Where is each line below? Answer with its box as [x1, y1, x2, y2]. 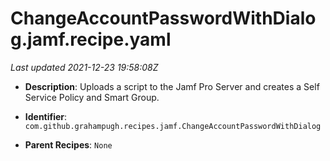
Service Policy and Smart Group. [24, 91, 160, 103]
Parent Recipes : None [24, 138, 113, 151]
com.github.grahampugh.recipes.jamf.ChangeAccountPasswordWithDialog [24, 121, 322, 131]
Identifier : [24, 110, 68, 122]
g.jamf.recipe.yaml [10, 28, 172, 51]
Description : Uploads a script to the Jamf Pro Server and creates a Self [24, 80, 320, 92]
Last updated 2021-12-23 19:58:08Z [10, 61, 159, 73]
